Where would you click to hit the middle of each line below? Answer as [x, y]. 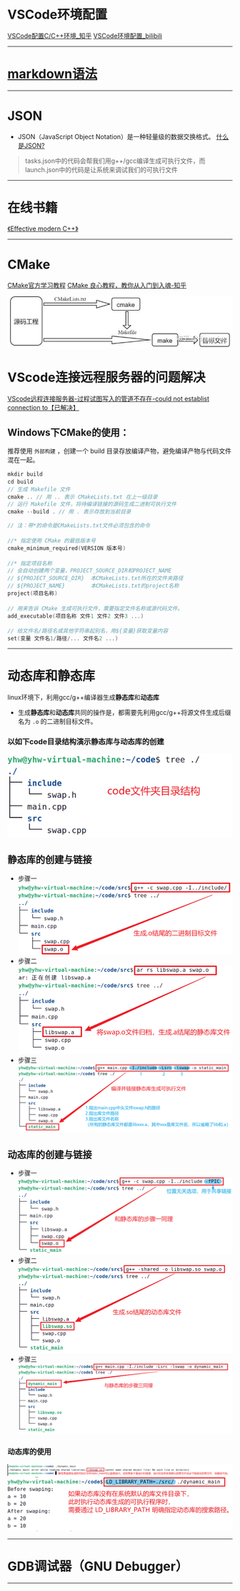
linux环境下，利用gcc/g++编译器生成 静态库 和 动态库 [83, 698]
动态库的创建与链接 [50, 1154]
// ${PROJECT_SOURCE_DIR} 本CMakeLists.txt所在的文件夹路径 [95, 578]
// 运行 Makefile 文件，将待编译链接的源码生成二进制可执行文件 [92, 504]
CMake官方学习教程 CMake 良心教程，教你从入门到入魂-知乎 [97, 285]
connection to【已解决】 [44, 408]
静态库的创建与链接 [50, 860]
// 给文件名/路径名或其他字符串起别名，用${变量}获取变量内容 [88, 631]
